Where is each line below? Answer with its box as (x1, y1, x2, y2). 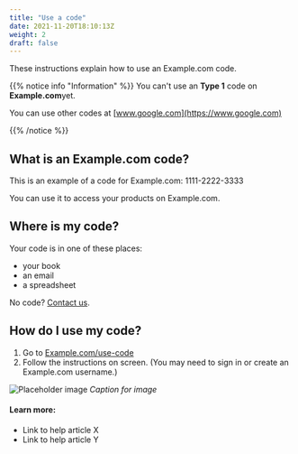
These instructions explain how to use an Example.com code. (9, 63, 237, 74)
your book (22, 260, 61, 271)
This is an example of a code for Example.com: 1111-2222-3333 (9, 175, 244, 186)
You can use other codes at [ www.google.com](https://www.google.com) (9, 107, 282, 118)
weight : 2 (9, 30, 47, 39)
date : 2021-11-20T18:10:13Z (9, 22, 115, 31)
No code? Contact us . (9, 297, 90, 308)
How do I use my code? (9, 323, 142, 338)
